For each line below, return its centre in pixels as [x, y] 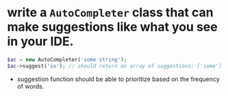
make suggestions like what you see [112, 27]
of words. [30, 86]
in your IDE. [40, 42]
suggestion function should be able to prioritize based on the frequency [118, 79]
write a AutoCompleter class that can [110, 13]
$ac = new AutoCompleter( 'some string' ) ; [67, 59]
